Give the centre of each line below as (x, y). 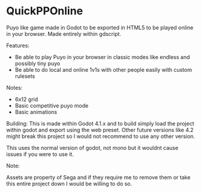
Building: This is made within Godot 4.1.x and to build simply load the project (100, 123)
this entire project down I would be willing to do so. (69, 183)
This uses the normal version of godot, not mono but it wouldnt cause (92, 148)
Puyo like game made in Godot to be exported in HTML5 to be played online (100, 27)
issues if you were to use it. (40, 154)
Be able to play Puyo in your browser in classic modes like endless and (102, 57)
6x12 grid (26, 99)
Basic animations (36, 112)
